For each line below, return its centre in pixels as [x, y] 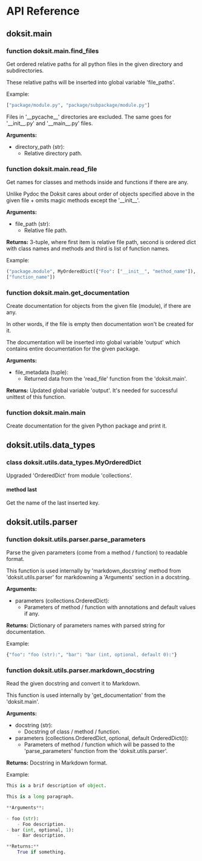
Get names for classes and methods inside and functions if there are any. [97, 182]
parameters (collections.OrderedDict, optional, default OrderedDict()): [102, 738]
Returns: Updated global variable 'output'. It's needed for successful [92, 390]
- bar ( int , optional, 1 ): [40, 830]
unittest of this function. [36, 397]
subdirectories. [25, 70]
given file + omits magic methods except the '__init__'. [73, 200]
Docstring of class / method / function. [72, 732]
